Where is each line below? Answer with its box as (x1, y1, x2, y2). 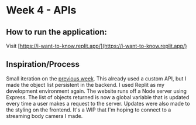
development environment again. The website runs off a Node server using (6, 87, 187, 94)
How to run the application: (6, 27, 107, 37)
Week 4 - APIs (6, 4, 77, 17)
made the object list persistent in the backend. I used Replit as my (6, 81, 165, 88)
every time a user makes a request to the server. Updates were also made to (6, 100, 190, 107)
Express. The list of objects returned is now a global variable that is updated (6, 93, 190, 100)
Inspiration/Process (6, 59, 80, 69)
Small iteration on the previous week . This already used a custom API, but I (6, 75, 187, 82)
